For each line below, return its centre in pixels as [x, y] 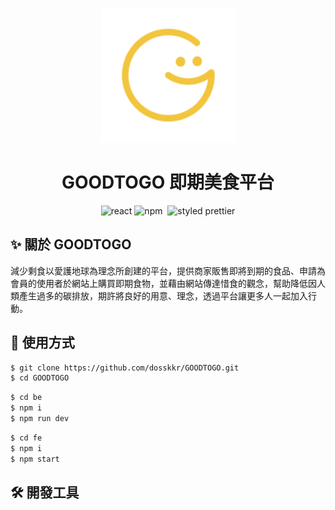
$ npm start [35, 459]
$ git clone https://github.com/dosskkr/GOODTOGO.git [125, 368]
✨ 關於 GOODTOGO [71, 244]
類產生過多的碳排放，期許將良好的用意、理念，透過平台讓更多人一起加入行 [163, 295]
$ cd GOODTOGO [40, 378]
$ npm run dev [40, 419]
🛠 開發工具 [45, 492]
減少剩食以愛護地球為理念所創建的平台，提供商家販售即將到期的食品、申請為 [168, 270]
